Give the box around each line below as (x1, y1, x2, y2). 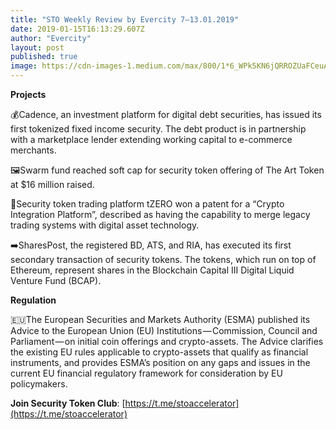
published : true (10, 52, 78, 62)
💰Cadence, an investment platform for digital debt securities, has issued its (10, 109, 322, 120)
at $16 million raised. (10, 179, 95, 190)
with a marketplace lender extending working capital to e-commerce (10, 134, 293, 145)
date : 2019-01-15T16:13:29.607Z (10, 24, 145, 34)
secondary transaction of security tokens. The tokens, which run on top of (10, 254, 317, 265)
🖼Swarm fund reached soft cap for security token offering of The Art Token (10, 164, 325, 176)
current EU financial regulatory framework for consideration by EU (10, 367, 283, 379)
